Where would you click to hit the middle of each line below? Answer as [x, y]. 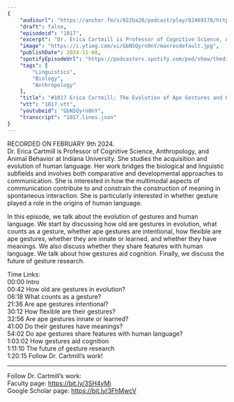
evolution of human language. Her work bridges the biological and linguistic [116, 166]
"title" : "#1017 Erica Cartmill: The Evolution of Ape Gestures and [121, 98]
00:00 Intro [23, 281]
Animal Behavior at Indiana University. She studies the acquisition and [107, 158]
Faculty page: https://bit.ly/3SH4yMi [59, 383]
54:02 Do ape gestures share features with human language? [95, 333]
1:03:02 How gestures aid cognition [58, 341]
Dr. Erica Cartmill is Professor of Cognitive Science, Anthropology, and [108, 151]
